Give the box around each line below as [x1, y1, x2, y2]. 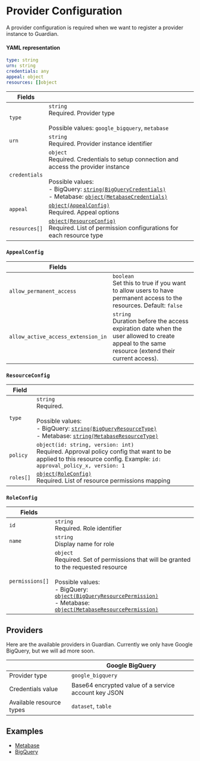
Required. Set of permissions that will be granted [54, 556, 191, 564]
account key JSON [71, 689, 124, 697]
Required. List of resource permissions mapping [36, 477, 171, 485]
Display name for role [54, 540, 114, 548]
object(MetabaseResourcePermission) [54, 607, 159, 613]
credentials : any [6, 68, 49, 74]
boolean [112, 273, 135, 280]
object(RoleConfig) [36, 471, 92, 478]
